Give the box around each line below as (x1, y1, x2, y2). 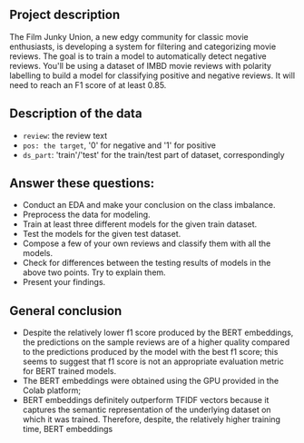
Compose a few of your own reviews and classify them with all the (22, 238, 271, 249)
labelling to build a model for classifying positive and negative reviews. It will (9, 70, 296, 81)
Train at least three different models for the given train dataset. (22, 219, 258, 230)
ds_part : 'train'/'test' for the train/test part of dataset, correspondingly (22, 149, 285, 160)
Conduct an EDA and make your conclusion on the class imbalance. (22, 200, 276, 211)
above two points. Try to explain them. (22, 267, 166, 278)
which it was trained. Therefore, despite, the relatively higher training (22, 414, 281, 425)
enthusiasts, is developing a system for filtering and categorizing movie (9, 41, 277, 52)
